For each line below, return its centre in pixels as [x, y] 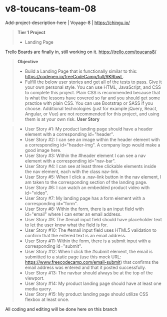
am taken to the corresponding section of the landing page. [86, 182]
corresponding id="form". [51, 203]
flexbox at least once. [47, 299]
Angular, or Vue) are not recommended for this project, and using [92, 114]
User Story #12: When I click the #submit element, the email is [89, 251]
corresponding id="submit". [53, 246]
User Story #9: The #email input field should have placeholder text [93, 219]
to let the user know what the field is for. [66, 225]
